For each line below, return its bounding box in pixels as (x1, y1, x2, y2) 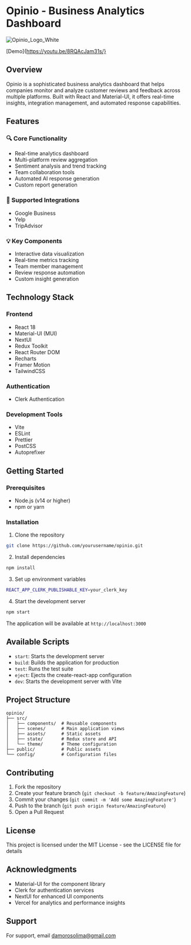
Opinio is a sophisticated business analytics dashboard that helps (6, 80, 165, 87)
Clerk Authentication (14, 395, 65, 403)
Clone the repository (14, 531, 65, 538)
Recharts (14, 355, 37, 362)
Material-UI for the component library (14, 880, 106, 887)
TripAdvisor (14, 222, 43, 229)
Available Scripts (6, 637, 69, 647)
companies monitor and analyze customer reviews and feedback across (6, 87, 180, 94)
